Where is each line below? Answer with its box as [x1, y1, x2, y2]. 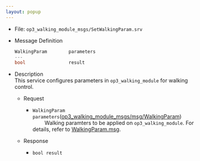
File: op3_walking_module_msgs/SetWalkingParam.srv [14, 25, 143, 32]
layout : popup [5, 8, 42, 15]
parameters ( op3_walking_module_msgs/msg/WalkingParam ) [32, 113, 182, 120]
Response [23, 138, 49, 145]
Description [14, 70, 43, 78]
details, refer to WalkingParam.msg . [32, 126, 121, 133]
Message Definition [14, 37, 63, 44]
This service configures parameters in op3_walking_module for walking [14, 77, 188, 84]
